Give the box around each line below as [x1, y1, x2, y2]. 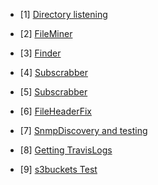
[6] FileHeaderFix [19, 105, 92, 117]
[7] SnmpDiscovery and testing [19, 125, 148, 136]
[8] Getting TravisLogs [19, 144, 113, 156]
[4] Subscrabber [19, 67, 88, 78]
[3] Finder [19, 47, 62, 59]
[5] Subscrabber [19, 86, 88, 98]
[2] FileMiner [19, 28, 73, 39]
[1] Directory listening [19, 9, 108, 20]
